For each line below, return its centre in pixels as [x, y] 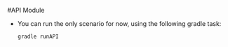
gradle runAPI [38, 36]
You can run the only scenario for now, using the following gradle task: [119, 23]
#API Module [26, 10]
